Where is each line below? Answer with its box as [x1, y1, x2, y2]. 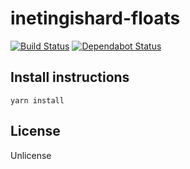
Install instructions [10, 69, 130, 86]
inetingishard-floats [10, 7, 181, 30]
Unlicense [10, 149, 52, 161]
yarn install [10, 95, 65, 106]
